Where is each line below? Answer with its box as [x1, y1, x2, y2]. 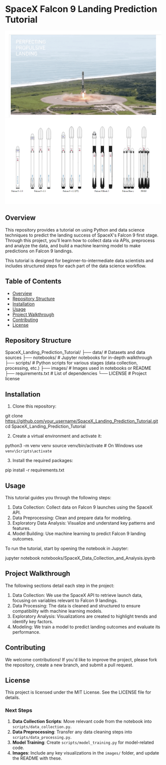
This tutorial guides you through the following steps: [5, 495, 111, 501]
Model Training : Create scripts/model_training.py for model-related [12, 739, 154, 745]
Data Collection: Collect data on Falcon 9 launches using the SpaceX [12, 504, 153, 510]
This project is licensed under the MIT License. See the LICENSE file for [5, 689, 152, 695]
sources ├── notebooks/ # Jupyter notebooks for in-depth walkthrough [5, 354, 153, 360]
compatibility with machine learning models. [12, 608, 103, 614]
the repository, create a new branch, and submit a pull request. [5, 662, 134, 668]
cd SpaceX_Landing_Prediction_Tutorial [5, 423, 86, 429]
